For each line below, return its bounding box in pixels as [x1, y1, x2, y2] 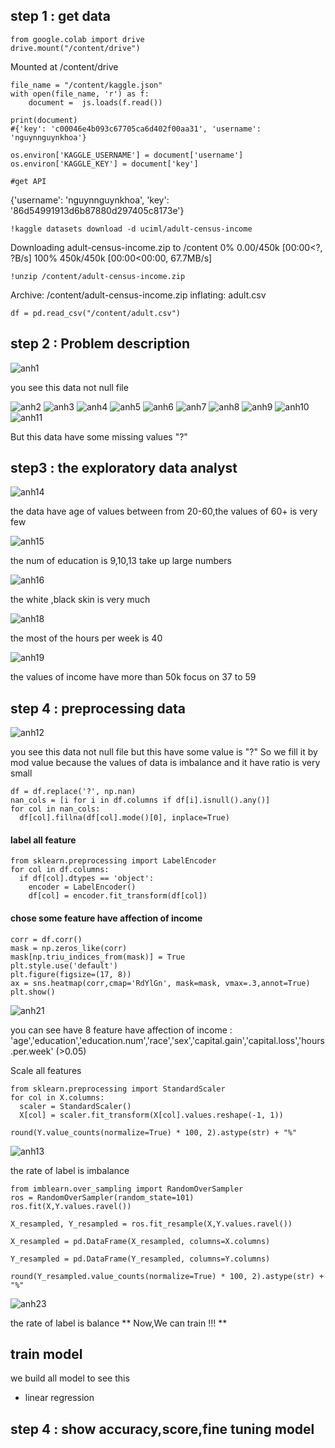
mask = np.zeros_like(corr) [10, 943, 128, 953]
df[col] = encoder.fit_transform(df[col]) [28, 891, 208, 901]
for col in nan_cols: [10, 804, 101, 814]
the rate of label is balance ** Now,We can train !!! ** [10, 1317, 228, 1329]
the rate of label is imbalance [10, 1164, 130, 1176]
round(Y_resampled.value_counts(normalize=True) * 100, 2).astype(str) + [10, 1271, 325, 1281]
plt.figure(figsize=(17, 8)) [10, 969, 132, 979]
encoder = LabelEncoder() [28, 882, 137, 893]
